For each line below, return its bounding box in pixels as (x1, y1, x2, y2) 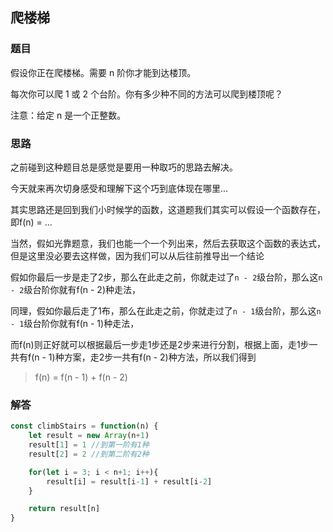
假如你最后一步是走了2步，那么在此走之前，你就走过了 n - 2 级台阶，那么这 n (10, 271, 323, 283)
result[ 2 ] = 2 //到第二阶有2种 (28, 449, 150, 459)
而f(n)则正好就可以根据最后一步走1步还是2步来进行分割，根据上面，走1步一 (10, 338, 318, 350)
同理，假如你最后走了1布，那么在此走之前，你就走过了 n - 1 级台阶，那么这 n (10, 304, 322, 317)
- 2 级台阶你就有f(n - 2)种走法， (10, 283, 142, 295)
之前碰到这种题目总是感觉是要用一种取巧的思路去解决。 (10, 161, 238, 173)
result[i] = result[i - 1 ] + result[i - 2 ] (46, 476, 213, 487)
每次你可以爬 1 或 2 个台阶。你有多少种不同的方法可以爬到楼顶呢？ (10, 88, 283, 100)
